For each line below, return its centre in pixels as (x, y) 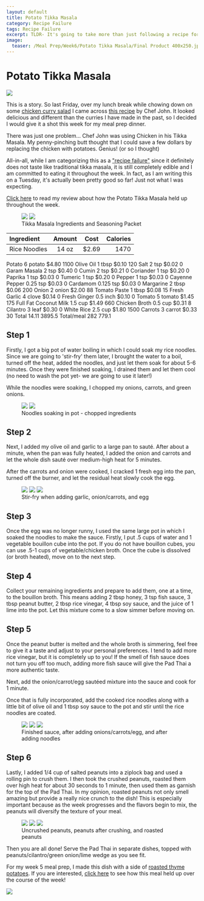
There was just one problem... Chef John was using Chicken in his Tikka (97, 135)
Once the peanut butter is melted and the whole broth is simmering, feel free (102, 644)
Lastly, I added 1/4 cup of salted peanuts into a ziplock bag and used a (95, 772)
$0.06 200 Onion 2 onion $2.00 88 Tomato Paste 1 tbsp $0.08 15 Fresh (95, 290)
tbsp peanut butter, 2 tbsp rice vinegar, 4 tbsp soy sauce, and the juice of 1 (100, 604)
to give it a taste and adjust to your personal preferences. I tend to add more (102, 650)
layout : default (27, 12)
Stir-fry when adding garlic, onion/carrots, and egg (85, 497)
